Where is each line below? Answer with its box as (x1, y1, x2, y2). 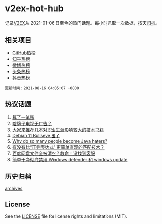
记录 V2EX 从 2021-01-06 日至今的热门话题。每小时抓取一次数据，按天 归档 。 (5, 20, 160, 26)
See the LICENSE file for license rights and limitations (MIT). (5, 213, 128, 219)
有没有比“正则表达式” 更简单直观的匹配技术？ (12, 144, 105, 150)
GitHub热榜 (12, 50, 36, 56)
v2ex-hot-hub (5, 3, 64, 14)
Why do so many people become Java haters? (12, 138, 108, 144)
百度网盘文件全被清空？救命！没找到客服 (12, 150, 95, 156)
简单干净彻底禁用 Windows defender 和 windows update (12, 156, 128, 162)
